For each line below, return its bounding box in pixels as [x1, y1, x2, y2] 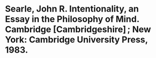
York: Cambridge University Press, [5, 34, 148, 45]
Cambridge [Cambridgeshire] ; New [5, 24, 152, 35]
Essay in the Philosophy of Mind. [5, 14, 139, 25]
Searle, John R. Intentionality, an [5, 3, 139, 14]
